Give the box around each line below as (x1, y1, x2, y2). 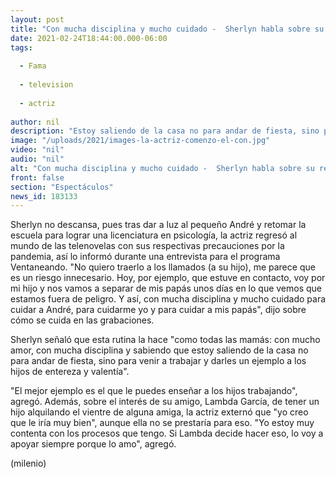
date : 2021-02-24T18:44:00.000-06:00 (10, 33, 168, 43)
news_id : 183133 (10, 191, 78, 201)
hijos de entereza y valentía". (10, 366, 130, 378)
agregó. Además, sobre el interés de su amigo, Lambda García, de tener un (10, 396, 320, 408)
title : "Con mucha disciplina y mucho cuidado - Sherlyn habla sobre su (10, 24, 325, 34)
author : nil (10, 117, 60, 127)
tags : (10, 42, 33, 53)
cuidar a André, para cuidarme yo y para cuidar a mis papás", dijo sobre (10, 304, 307, 316)
